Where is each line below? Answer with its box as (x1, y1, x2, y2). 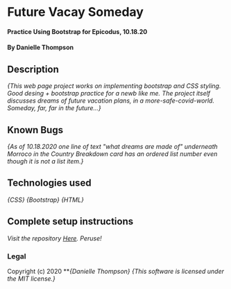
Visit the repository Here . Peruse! (7, 234, 102, 243)
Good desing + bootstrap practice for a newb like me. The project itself (7, 89, 211, 98)
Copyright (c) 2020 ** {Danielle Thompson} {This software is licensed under (7, 267, 224, 275)
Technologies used (7, 177, 92, 189)
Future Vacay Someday (7, 4, 144, 20)
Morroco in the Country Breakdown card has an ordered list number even (7, 150, 218, 158)
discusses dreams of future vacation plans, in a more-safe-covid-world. (7, 96, 215, 105)
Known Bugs (7, 124, 64, 136)
